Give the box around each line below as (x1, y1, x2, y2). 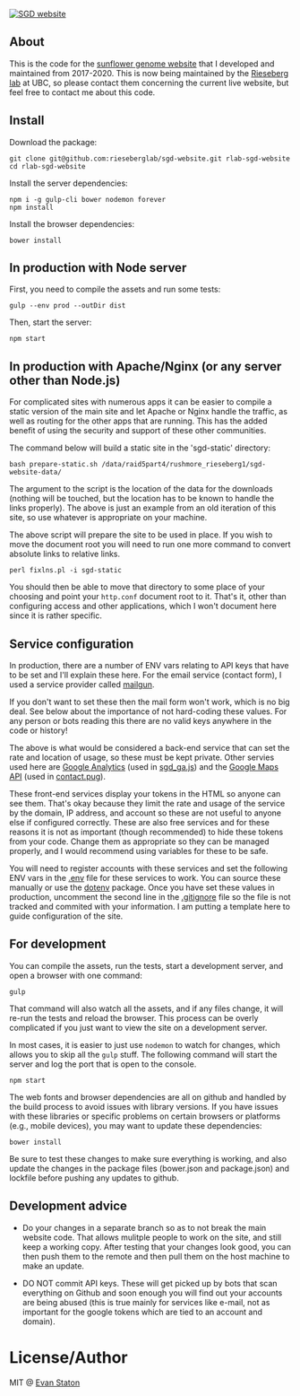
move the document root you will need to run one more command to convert (9, 539, 291, 550)
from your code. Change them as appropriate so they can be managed (9, 836, 270, 847)
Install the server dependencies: (9, 178, 128, 188)
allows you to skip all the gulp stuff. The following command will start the (9, 1049, 278, 1060)
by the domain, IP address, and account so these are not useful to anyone (9, 807, 282, 818)
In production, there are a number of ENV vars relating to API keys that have (9, 660, 289, 671)
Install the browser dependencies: (9, 218, 135, 229)
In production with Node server (9, 260, 187, 275)
